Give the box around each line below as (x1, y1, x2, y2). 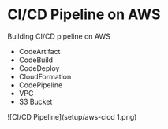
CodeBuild (18, 55, 53, 64)
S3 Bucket (18, 97, 53, 106)
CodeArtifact (18, 46, 61, 56)
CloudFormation (18, 72, 72, 81)
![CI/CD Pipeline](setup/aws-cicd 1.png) (7, 112, 137, 121)
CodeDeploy (18, 63, 60, 72)
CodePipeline (18, 80, 63, 90)
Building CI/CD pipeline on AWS (7, 31, 111, 41)
